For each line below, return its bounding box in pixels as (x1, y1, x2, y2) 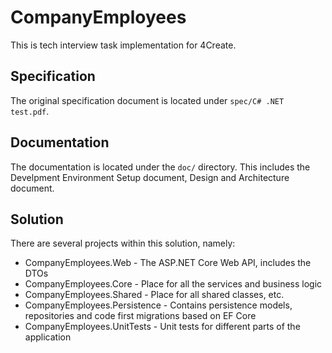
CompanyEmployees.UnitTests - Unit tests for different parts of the (24, 321, 301, 333)
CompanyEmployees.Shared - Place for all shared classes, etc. (24, 289, 285, 301)
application (24, 331, 72, 343)
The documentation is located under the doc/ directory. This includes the (10, 161, 311, 173)
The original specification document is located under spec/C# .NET (10, 94, 285, 106)
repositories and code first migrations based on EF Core (24, 310, 257, 322)
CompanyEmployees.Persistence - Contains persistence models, (24, 299, 293, 311)
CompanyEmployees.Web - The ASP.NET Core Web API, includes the (24, 257, 312, 269)
